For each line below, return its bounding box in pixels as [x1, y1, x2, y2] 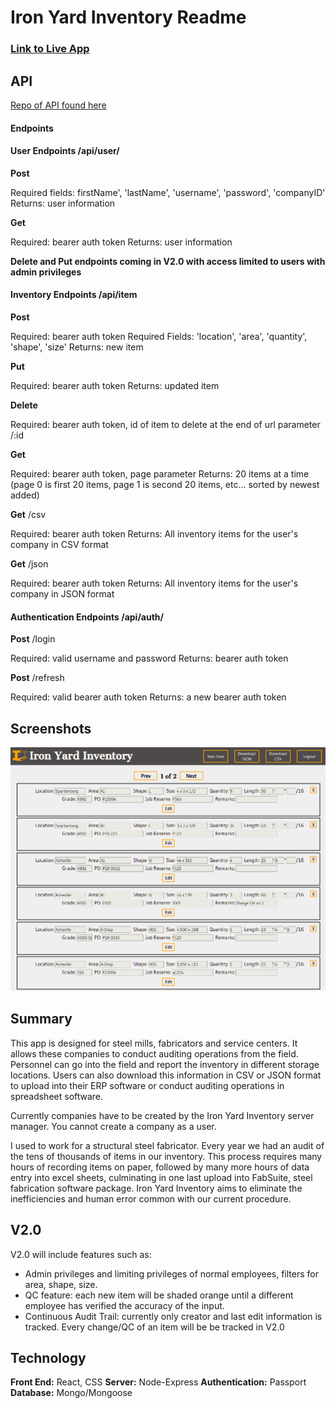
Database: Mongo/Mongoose [10, 1387, 133, 1399]
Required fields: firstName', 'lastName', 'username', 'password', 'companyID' [10, 186, 326, 198]
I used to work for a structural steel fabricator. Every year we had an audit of [10, 1139, 325, 1151]
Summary [10, 1011, 73, 1028]
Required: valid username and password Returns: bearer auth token [10, 652, 289, 665]
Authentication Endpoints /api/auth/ [10, 611, 164, 623]
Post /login [10, 633, 56, 645]
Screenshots [10, 720, 92, 737]
